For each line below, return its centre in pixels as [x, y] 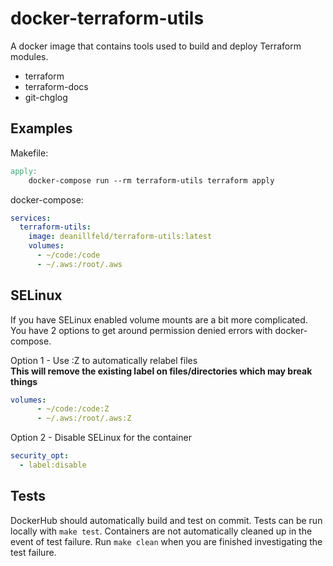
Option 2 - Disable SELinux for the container [101, 438]
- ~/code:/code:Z [73, 409]
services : [31, 218]
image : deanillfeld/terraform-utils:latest [120, 237]
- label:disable [53, 465]
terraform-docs [56, 86]
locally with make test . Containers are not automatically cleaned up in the [161, 531]
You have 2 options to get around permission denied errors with [141, 330]
